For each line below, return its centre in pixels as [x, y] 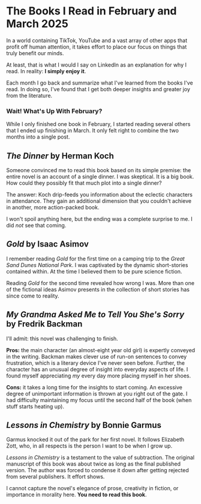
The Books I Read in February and [91, 11]
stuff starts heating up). [35, 406]
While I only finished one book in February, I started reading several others [98, 124]
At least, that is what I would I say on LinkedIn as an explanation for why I [97, 65]
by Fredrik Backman [44, 324]
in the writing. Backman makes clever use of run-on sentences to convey [97, 356]
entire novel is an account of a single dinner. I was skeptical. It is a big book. [100, 177]
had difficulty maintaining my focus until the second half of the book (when [99, 400]
